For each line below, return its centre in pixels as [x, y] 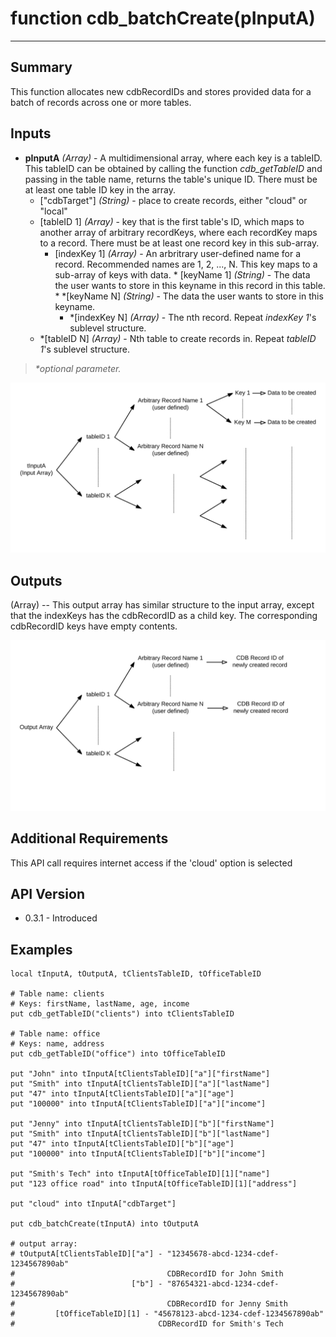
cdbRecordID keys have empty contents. [94, 626]
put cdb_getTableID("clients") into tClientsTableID [122, 1014]
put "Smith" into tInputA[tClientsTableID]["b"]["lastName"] [140, 1134]
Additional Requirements [89, 838]
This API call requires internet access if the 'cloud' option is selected [151, 863]
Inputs [31, 133]
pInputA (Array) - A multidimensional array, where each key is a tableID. [173, 158]
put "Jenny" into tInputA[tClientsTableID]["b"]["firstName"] [142, 1124]
